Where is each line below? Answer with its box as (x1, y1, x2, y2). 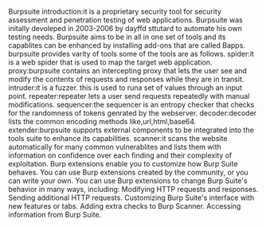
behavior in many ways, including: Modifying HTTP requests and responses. (8, 185, 259, 194)
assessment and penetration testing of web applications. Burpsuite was (8, 15, 243, 25)
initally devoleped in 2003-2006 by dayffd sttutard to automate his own (8, 24, 243, 33)
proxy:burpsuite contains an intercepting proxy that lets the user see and (8, 66, 247, 75)
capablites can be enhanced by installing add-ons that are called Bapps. (8, 41, 245, 50)
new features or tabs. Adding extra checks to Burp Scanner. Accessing (8, 202, 241, 210)
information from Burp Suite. (8, 210, 102, 219)
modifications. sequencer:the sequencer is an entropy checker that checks (8, 100, 255, 109)
